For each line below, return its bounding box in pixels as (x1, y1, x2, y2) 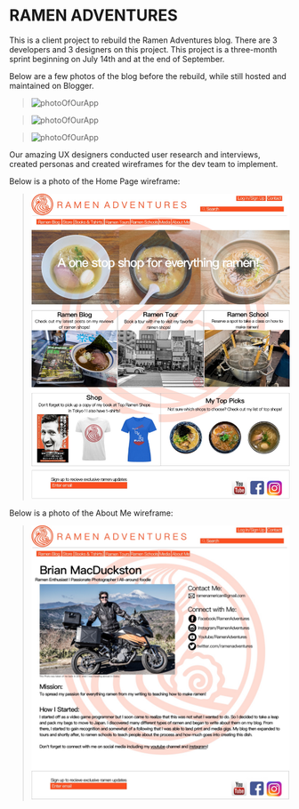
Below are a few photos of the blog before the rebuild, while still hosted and (9, 70, 287, 81)
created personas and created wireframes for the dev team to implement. (9, 158, 279, 169)
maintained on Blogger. (9, 80, 94, 91)
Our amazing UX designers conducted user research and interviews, (9, 148, 261, 160)
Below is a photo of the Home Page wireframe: (9, 175, 181, 187)
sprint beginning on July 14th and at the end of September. (9, 53, 225, 64)
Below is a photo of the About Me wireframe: (9, 508, 174, 518)
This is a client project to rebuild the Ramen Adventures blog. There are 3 (9, 35, 278, 45)
